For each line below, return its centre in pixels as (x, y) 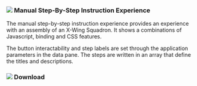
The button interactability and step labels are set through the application (97, 48)
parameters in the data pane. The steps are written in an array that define (99, 55)
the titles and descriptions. (40, 62)
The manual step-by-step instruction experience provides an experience (98, 24)
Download (29, 77)
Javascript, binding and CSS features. (54, 37)
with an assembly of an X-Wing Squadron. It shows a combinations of (94, 30)
